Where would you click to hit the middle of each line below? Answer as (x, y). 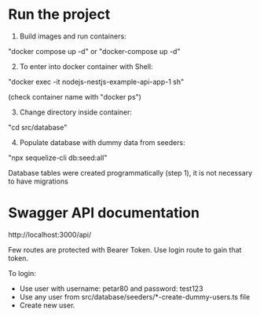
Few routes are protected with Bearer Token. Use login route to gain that (125, 249)
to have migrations (38, 181)
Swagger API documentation (104, 213)
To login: (22, 273)
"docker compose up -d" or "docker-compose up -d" (94, 51)
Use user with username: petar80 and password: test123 (111, 289)
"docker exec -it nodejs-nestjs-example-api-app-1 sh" (96, 82)
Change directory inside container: (75, 112)
